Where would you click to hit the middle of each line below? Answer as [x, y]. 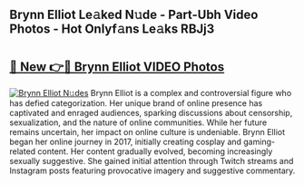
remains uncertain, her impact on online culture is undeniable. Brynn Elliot [147, 132]
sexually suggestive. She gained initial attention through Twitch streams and [152, 161]
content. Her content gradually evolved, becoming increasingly [155, 151]
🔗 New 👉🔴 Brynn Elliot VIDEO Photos [117, 67]
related [23, 151]
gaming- [259, 141]
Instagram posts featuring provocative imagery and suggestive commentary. [152, 170]
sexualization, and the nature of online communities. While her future [138, 122]
